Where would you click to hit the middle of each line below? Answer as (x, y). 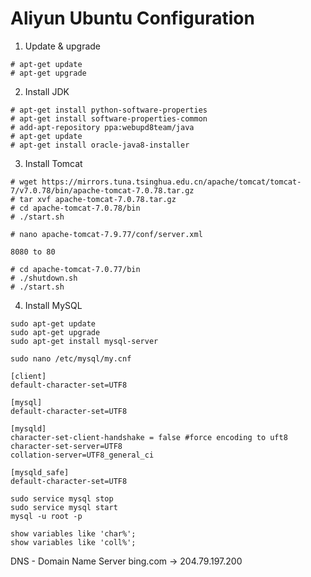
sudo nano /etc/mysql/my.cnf (71, 358)
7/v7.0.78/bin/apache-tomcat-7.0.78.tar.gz (102, 190)
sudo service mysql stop (62, 498)
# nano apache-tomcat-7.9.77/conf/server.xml (106, 234)
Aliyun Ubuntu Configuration (132, 18)
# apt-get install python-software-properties (109, 110)
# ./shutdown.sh (44, 278)
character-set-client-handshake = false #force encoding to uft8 (149, 437)
